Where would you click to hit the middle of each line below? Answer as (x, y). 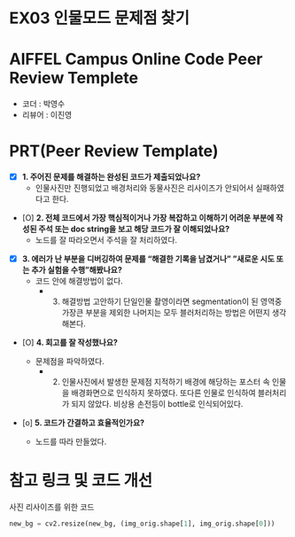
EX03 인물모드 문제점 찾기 (100, 18)
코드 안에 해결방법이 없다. (79, 281)
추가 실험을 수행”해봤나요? (76, 270)
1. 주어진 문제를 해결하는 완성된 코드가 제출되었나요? (111, 177)
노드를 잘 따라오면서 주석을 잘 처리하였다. (106, 240)
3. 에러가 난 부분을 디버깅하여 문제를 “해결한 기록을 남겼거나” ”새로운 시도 (148, 259)
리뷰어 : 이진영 (47, 115)
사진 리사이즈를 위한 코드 (52, 507)
